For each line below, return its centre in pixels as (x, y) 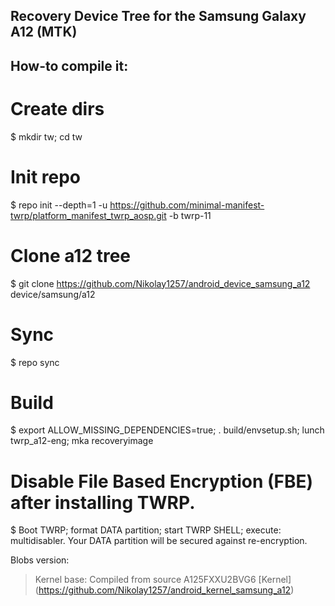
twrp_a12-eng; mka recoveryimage (82, 441)
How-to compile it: (69, 65)
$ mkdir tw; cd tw (46, 136)
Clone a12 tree (71, 255)
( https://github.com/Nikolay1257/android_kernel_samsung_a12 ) (164, 590)
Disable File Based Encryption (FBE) (162, 481)
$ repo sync (35, 362)
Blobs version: (40, 560)
